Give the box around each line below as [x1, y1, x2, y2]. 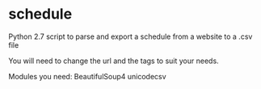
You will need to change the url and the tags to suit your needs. [8, 56, 220, 66]
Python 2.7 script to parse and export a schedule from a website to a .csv [8, 32, 253, 41]
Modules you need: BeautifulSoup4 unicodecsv [8, 71, 167, 81]
